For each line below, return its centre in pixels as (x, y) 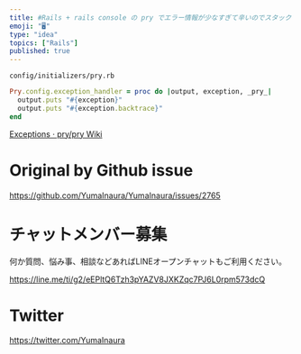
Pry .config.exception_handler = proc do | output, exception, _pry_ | (141, 92)
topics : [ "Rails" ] (44, 43)
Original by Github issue (101, 170)
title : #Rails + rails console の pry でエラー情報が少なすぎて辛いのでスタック (150, 18)
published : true (40, 51)
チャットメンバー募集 (88, 234)
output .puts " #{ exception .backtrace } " (91, 108)
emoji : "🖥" (30, 26)
